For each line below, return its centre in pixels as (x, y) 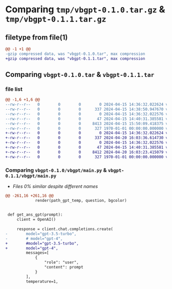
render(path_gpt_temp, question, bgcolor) (81, 200)
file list (14, 89)
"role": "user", (62, 262)
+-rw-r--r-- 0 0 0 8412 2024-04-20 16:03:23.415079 (84, 152)
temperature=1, (42, 281)
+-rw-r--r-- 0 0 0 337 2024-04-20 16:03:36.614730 (84, 138)
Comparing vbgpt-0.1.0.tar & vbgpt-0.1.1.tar (80, 75)
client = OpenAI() (36, 220)
